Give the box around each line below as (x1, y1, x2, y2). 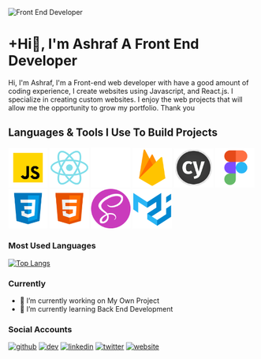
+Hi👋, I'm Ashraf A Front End (8, 36, 199, 53)
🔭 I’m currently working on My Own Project (19, 296, 160, 305)
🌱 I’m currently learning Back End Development (19, 305, 173, 314)
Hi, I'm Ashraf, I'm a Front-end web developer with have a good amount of (8, 77, 249, 87)
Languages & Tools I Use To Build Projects (8, 126, 218, 140)
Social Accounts (8, 324, 73, 335)
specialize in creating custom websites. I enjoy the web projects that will (8, 95, 243, 104)
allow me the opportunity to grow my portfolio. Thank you (8, 103, 196, 112)
